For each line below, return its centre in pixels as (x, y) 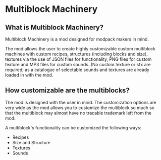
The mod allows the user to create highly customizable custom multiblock (80, 49)
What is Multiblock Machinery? (54, 27)
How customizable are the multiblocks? (67, 91)
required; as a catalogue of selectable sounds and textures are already (77, 70)
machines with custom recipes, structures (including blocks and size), (77, 54)
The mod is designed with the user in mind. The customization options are (81, 102)
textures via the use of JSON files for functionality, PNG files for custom (79, 59)
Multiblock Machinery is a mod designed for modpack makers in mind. (77, 39)
